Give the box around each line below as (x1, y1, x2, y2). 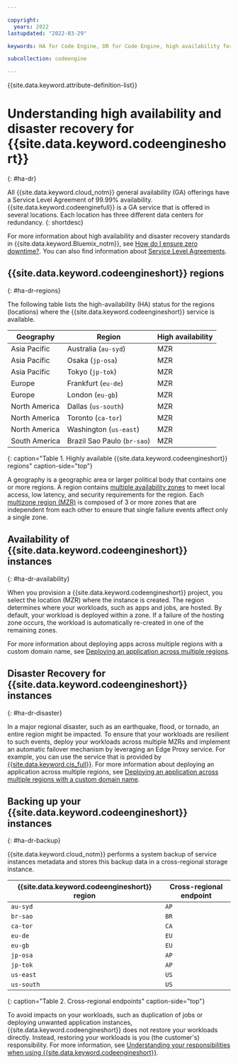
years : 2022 (13, 23, 50, 30)
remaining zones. (7, 626, 58, 634)
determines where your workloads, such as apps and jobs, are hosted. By (7, 603, 222, 611)
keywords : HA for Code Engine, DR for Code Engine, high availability (7, 43, 220, 50)
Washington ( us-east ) (67, 424, 140, 434)
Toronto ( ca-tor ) (67, 412, 123, 422)
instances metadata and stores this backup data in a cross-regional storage (7, 858, 228, 866)
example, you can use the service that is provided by (7, 752, 161, 761)
